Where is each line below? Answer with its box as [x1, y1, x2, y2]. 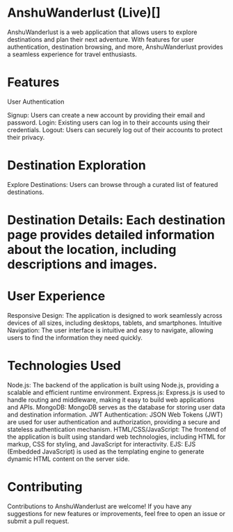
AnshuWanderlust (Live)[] [7, 5, 161, 21]
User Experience [7, 289, 106, 304]
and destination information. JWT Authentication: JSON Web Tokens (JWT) [7, 410, 223, 419]
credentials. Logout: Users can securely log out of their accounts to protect [7, 125, 223, 134]
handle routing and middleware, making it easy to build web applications [7, 395, 215, 404]
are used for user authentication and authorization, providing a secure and [7, 417, 220, 426]
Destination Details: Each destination [7, 212, 226, 227]
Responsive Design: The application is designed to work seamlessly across [7, 311, 223, 319]
